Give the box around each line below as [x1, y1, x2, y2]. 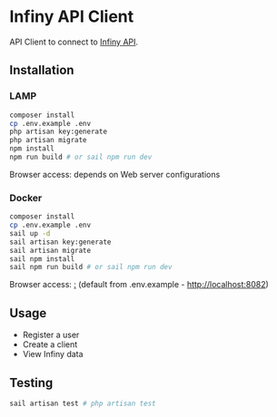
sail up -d [9, 228, 51, 238]
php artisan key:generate [9, 127, 107, 137]
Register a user [22, 329, 80, 341]
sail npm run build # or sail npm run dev [9, 263, 173, 272]
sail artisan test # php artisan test [9, 399, 156, 408]
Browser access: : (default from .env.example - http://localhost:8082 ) [9, 279, 270, 290]
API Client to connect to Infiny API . [9, 36, 139, 47]
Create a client [22, 339, 78, 350]
